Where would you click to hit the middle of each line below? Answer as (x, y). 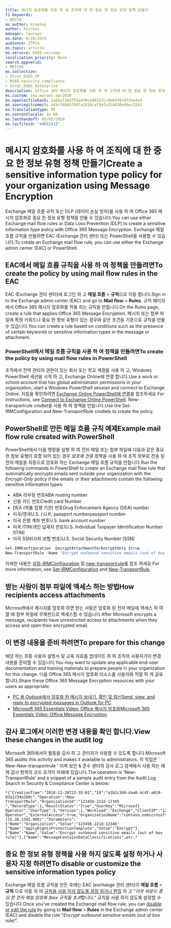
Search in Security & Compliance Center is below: (58, 783)
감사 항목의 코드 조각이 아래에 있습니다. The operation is (66, 772)
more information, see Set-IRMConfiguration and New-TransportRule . (78, 569)
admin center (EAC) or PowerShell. (41, 248)
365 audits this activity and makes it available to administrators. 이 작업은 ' (83, 759)
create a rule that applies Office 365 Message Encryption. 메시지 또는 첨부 (82, 313)
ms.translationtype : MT (31, 110)
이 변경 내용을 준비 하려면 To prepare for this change (85, 643)
